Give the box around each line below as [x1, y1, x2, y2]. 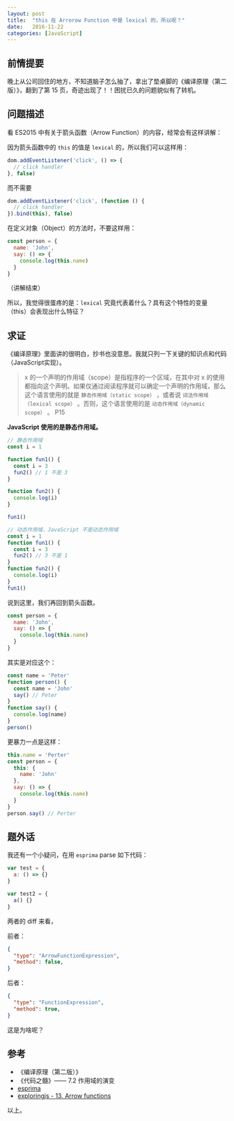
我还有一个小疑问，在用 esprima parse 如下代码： [7, 851, 148, 859]
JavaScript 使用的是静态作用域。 [7, 423, 102, 432]
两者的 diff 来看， [7, 916, 57, 925]
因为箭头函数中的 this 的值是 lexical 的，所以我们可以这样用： [7, 142, 189, 151]
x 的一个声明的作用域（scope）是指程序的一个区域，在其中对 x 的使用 [24, 373, 225, 381]
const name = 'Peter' [7, 672, 70, 679]
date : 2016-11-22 [7, 23, 64, 30]
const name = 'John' [13, 685, 73, 692]
